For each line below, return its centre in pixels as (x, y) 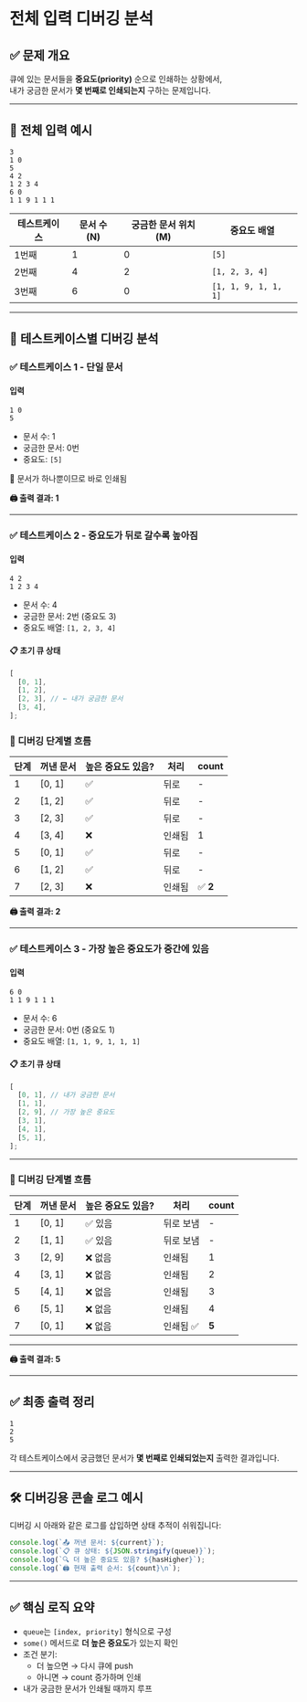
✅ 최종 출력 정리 (52, 1402)
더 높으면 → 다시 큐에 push (85, 1665)
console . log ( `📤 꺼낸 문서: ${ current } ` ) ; (87, 1543)
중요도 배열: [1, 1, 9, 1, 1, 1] (81, 1041)
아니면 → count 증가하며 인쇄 (89, 1676)
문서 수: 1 (39, 437)
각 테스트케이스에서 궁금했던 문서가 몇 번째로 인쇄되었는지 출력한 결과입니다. (145, 1457)
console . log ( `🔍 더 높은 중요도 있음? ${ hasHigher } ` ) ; (107, 1560)
